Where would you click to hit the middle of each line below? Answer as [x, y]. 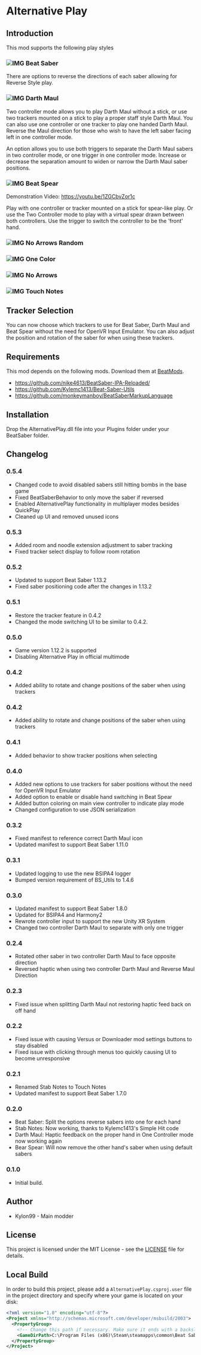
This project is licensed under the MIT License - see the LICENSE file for [95, 1249]
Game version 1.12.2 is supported [56, 650]
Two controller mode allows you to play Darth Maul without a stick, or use [97, 111]
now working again [38, 1141]
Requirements [33, 357]
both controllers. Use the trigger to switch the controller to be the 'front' [95, 221]
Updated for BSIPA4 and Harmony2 [59, 914]
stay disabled [31, 1045]
